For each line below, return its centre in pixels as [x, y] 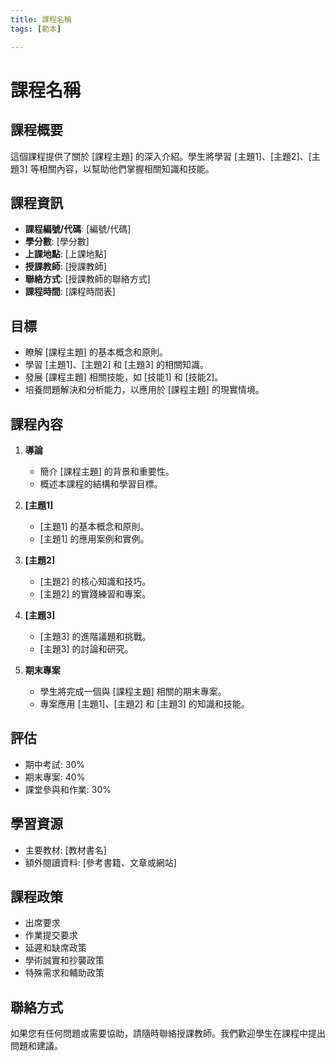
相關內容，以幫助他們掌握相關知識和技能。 [126, 168]
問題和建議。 [36, 1046]
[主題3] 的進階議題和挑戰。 [95, 636]
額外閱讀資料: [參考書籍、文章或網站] [100, 862]
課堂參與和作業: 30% [68, 789]
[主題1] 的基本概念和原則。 [94, 526]
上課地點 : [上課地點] [65, 254]
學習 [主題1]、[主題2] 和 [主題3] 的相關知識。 [117, 365]
